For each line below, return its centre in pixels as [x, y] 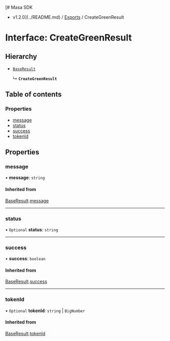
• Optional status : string [32, 229]
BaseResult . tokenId [25, 333]
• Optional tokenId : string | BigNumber [45, 311]
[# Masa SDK [19, 7]
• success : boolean [25, 259]
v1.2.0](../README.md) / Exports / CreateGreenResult [68, 17]
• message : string [25, 178]
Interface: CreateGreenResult [69, 38]
